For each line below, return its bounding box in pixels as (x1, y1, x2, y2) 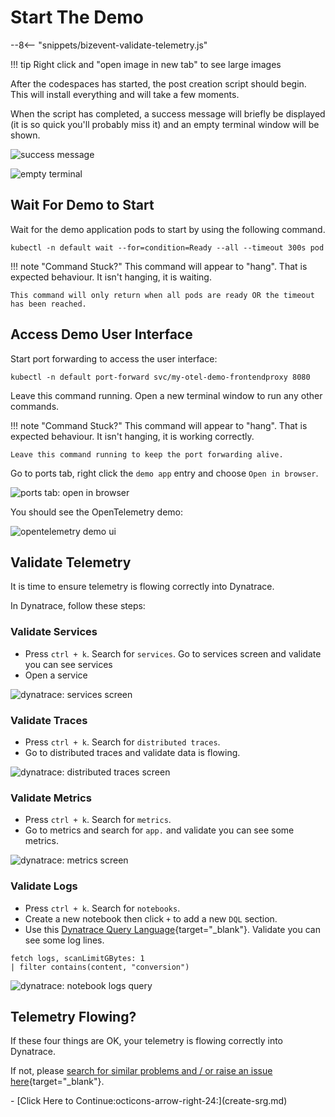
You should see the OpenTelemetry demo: (10, 506, 184, 518)
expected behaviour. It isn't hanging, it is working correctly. (10, 430, 255, 442)
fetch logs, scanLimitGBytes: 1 (10, 953, 145, 963)
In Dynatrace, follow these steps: (10, 600, 146, 612)
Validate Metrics (10, 791, 92, 805)
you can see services (24, 658, 113, 670)
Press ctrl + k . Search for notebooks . (24, 902, 181, 914)
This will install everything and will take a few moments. (10, 88, 240, 100)
